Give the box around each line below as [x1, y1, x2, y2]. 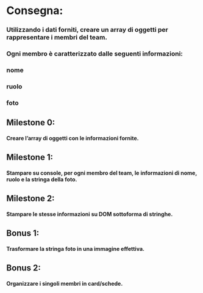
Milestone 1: [6, 152, 54, 162]
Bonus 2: [6, 263, 41, 273]
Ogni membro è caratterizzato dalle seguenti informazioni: [6, 49, 183, 58]
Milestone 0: [6, 117, 55, 128]
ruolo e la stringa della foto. [6, 175, 77, 183]
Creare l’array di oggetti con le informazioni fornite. [6, 134, 139, 142]
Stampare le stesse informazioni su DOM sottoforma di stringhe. [6, 210, 173, 217]
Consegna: [6, 4, 63, 18]
